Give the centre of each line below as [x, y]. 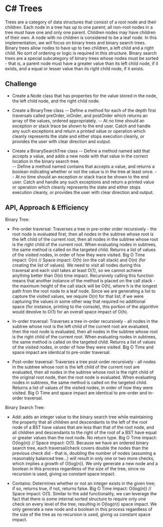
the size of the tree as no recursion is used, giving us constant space [81, 514]
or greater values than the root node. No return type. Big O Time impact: [84, 437]
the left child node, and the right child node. [56, 101]
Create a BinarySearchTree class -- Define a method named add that [81, 151]
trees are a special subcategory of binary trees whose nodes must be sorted [82, 58]
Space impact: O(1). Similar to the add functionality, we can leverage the [84, 493]
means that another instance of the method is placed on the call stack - [84, 280]
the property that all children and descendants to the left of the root [80, 422]
